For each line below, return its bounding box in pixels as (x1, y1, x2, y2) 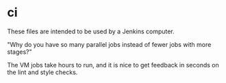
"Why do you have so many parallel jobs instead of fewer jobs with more (7, 40, 212, 48)
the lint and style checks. (7, 68, 78, 76)
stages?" (7, 48, 32, 56)
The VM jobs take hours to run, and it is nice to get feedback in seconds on (7, 61, 219, 69)
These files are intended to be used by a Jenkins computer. (7, 27, 175, 35)
